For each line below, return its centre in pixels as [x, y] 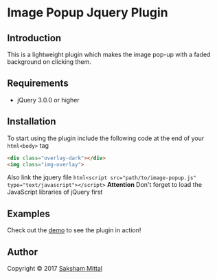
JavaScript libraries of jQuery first [55, 192]
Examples [28, 213]
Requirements [38, 83]
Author [22, 252]
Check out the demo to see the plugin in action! [74, 230]
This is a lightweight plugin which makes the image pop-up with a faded [109, 54]
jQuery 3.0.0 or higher [48, 100]
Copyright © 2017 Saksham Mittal [55, 268]
